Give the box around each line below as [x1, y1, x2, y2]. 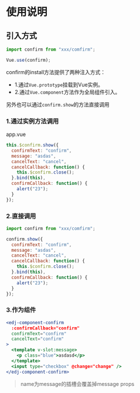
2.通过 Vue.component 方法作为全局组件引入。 [14, 88, 121, 95]
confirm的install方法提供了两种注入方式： [6, 68, 106, 75]
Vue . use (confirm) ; [6, 57, 51, 63]
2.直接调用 [6, 212, 36, 220]
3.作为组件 [6, 306, 36, 314]
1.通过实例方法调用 [6, 117, 59, 125]
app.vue [6, 131, 26, 138]
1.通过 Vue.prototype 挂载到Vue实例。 [14, 81, 104, 88]
